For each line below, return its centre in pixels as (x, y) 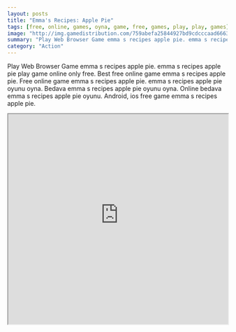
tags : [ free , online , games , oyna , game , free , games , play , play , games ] (118, 27)
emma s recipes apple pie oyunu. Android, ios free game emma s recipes (112, 96)
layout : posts (28, 14)
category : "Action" (36, 46)
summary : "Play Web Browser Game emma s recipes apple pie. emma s (108, 40)
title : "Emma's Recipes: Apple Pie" (60, 20)
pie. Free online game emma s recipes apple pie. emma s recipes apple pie (115, 81)
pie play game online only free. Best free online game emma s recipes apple (116, 74)
